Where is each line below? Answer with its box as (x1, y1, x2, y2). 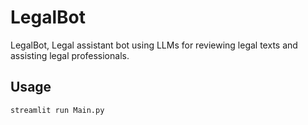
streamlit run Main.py (10, 105, 105, 115)
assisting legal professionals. (10, 49, 130, 61)
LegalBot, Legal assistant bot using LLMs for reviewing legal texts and (10, 39, 298, 51)
